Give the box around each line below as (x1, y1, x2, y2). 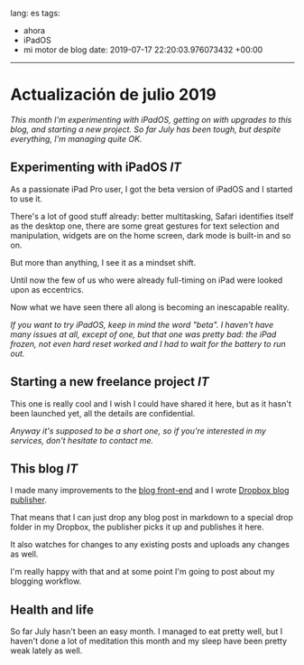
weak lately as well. (10, 645, 83, 656)
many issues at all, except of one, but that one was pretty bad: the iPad (10, 329, 277, 340)
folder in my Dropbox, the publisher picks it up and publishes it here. (10, 521, 264, 532)
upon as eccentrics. (10, 284, 85, 295)
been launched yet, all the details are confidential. (10, 407, 196, 418)
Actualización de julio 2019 (10, 85, 217, 105)
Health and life (10, 602, 94, 617)
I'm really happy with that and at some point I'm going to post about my (10, 567, 275, 577)
